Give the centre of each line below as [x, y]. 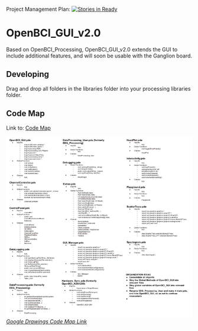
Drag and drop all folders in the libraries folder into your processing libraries [98, 88]
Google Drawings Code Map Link [47, 322]
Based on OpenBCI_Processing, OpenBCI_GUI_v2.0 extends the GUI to [92, 49]
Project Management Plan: [38, 9]
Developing [27, 74]
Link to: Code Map [29, 128]
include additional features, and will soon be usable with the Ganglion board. [99, 56]
